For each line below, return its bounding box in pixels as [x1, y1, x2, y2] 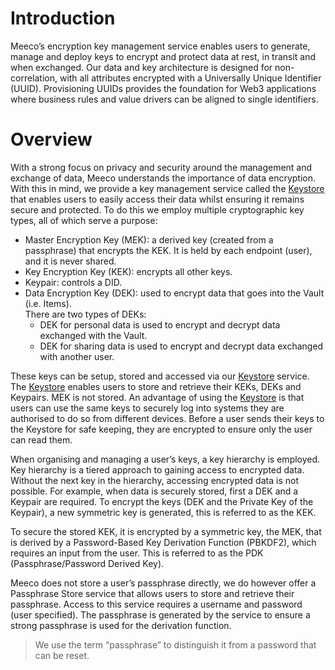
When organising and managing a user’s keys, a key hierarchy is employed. [10, 453, 321, 465]
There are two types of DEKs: [24, 308, 147, 320]
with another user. [39, 350, 115, 362]
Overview [10, 128, 93, 151]
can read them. [10, 433, 73, 446]
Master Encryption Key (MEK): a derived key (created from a [24, 233, 274, 246]
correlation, [10, 72, 58, 84]
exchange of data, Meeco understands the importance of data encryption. [10, 172, 316, 184]
